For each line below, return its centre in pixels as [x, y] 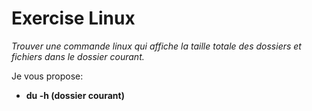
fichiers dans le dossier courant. [78, 56]
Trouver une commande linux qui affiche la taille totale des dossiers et [156, 46]
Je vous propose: [47, 76]
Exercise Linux [73, 18]
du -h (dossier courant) [75, 95]
